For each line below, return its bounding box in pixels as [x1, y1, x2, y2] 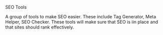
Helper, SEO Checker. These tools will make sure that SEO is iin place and [5, 19, 158, 25]
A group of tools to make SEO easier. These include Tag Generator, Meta [5, 14, 156, 19]
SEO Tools [5, 4, 27, 10]
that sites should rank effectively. [5, 24, 74, 30]
